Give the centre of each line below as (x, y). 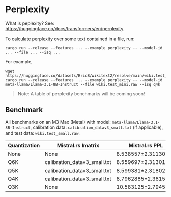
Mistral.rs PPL (146, 145)
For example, (19, 61)
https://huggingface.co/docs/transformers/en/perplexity (64, 28)
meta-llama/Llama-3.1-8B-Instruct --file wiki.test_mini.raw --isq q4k (83, 84)
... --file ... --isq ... (33, 52)
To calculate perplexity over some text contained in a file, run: (70, 39)
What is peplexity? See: (30, 23)
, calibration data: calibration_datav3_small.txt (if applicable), (97, 127)
